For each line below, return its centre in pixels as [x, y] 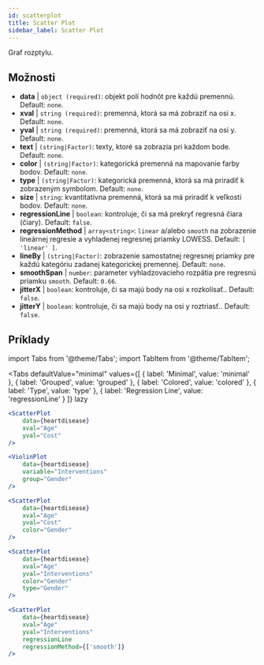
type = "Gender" [45, 588]
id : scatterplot [35, 15]
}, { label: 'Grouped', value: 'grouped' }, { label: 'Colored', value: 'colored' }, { [132, 382]
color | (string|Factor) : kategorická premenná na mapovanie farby [130, 163]
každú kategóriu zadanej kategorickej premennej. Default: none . [123, 265]
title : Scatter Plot [42, 23]
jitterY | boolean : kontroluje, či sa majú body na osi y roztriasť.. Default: [135, 306]
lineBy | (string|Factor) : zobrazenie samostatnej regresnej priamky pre [137, 256]
